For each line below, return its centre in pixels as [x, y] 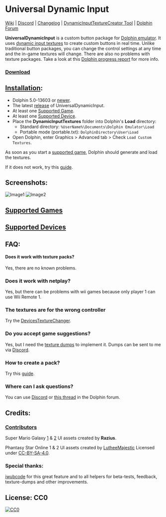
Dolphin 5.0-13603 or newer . [41, 100]
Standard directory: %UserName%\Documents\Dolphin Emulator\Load [87, 127]
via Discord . [17, 350]
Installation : [24, 88]
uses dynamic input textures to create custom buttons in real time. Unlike [80, 43]
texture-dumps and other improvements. [47, 482]
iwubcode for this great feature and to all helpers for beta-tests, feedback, [81, 477]
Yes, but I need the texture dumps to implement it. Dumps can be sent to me [83, 344]
